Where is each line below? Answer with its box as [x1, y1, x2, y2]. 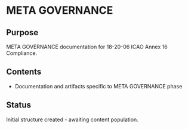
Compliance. [6, 50, 38, 57]
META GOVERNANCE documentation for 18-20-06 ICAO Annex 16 [6, 43, 168, 50]
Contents [6, 67, 42, 77]
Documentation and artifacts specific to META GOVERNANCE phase [14, 82, 183, 90]
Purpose [6, 27, 39, 38]
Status [6, 100, 32, 110]
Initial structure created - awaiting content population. [6, 116, 138, 123]
